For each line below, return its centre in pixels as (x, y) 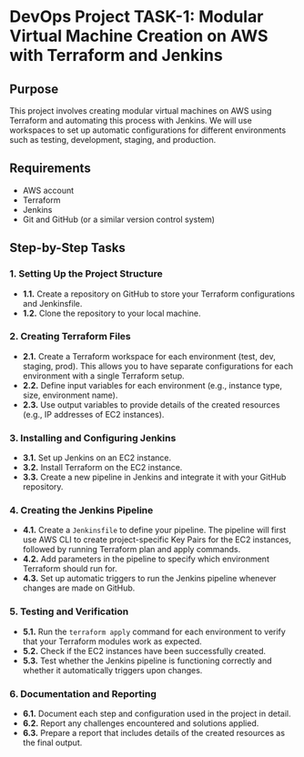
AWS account (48, 190)
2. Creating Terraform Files (70, 337)
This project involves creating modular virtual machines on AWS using (141, 111)
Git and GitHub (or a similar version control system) (119, 219)
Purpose (34, 89)
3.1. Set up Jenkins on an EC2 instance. (96, 458)
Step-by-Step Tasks (67, 248)
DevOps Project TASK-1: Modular (137, 17)
